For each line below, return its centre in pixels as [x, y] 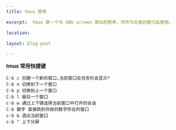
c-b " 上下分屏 [23, 122]
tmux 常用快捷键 [26, 66]
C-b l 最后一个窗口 [27, 97]
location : [18, 33]
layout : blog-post [28, 44]
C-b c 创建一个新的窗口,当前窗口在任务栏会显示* [58, 78]
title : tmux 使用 [26, 11]
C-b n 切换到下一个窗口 [32, 85]
